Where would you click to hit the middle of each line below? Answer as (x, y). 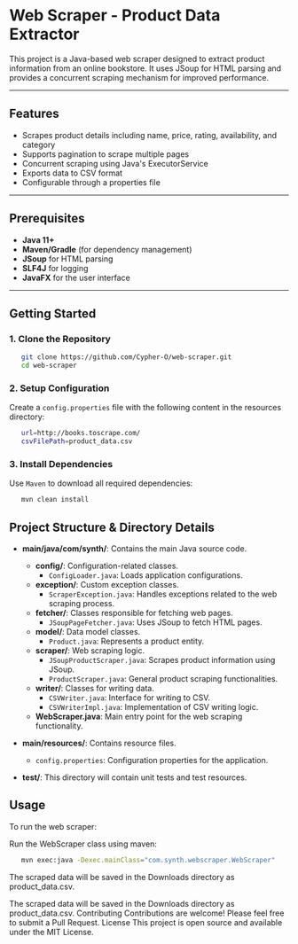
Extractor (44, 34)
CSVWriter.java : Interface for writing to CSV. (129, 698)
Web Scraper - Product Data (115, 16)
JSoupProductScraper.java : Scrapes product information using (162, 660)
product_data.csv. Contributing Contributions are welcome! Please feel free (147, 913)
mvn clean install (55, 500)
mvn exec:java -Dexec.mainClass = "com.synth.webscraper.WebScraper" (148, 860)
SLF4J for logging (55, 268)
